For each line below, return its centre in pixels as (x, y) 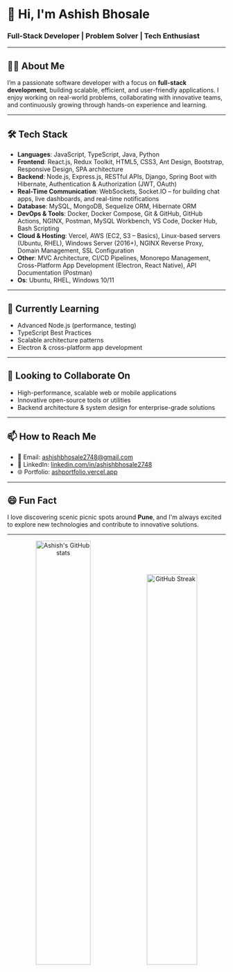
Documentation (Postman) (55, 273)
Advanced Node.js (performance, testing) (77, 325)
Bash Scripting (38, 228)
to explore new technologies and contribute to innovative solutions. (103, 525)
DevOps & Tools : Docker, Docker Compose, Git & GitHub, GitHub (110, 214)
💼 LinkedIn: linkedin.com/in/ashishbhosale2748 (85, 464)
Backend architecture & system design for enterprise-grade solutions (116, 407)
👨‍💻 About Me (36, 66)
